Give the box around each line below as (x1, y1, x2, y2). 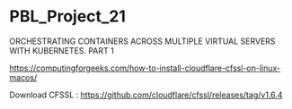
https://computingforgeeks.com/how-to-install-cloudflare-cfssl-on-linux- (9, 63, 281, 73)
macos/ (9, 71, 38, 82)
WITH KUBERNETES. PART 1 (9, 45, 114, 55)
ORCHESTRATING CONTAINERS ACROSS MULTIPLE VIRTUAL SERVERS (9, 36, 276, 46)
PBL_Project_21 (9, 6, 126, 27)
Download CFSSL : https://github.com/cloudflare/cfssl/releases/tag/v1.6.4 (9, 89, 283, 100)
